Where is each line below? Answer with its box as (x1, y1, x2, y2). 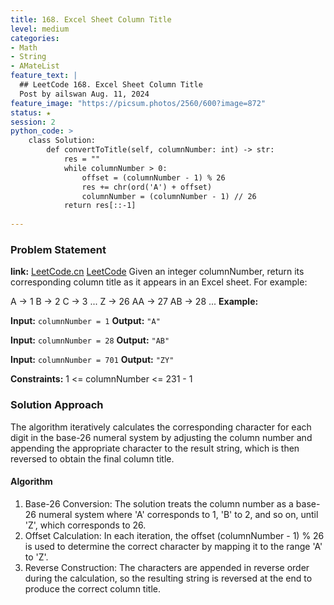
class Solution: (28, 136, 97, 146)
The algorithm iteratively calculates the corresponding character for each (10, 421, 312, 433)
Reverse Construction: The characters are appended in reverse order (24, 561, 310, 573)
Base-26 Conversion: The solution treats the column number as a (24, 497, 294, 510)
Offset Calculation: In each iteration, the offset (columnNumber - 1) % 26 (24, 529, 325, 541)
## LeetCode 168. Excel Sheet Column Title (19, 80, 203, 90)
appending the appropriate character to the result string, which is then (10, 442, 300, 454)
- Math (10, 42, 38, 53)
